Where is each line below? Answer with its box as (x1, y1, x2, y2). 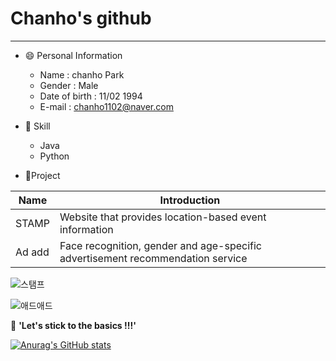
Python (39, 150, 70, 162)
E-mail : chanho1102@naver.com (39, 100, 174, 112)
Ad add (15, 245, 50, 259)
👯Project (24, 169, 61, 181)
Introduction (159, 193, 221, 207)
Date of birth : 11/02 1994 (39, 90, 143, 102)
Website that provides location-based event (59, 210, 267, 224)
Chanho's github (10, 7, 152, 30)
